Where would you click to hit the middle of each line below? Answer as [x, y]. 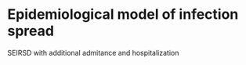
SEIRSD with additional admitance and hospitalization [93, 52]
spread [31, 31]
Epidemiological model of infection [123, 14]
